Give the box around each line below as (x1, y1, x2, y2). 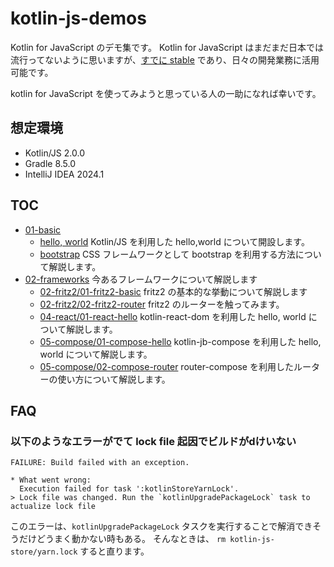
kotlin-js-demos (10, 7, 147, 30)
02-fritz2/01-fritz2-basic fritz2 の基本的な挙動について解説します (39, 285, 308, 297)
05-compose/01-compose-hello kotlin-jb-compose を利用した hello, (39, 335, 322, 347)
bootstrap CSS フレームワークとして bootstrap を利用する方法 (39, 248, 296, 260)
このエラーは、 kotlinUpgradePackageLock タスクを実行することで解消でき (10, 520, 313, 532)
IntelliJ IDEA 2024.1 (24, 168, 105, 180)
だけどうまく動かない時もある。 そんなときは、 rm (18, 533, 227, 545)
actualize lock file (10, 502, 97, 512)
